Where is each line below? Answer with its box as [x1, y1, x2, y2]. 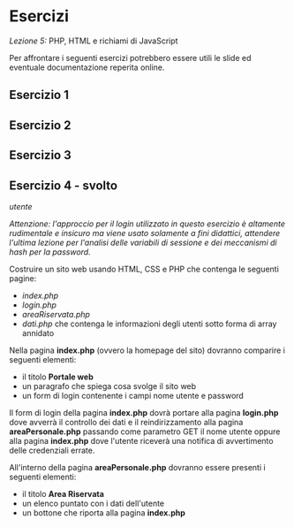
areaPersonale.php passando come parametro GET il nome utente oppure [9, 426, 281, 437]
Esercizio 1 [9, 88, 69, 103]
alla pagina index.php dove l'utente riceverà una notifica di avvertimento [9, 435, 274, 446]
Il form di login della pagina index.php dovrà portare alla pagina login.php [9, 407, 279, 417]
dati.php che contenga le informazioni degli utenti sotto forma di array [21, 318, 277, 329]
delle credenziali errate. [9, 445, 95, 455]
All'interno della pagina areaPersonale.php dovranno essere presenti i [9, 462, 267, 472]
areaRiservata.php [21, 309, 91, 319]
